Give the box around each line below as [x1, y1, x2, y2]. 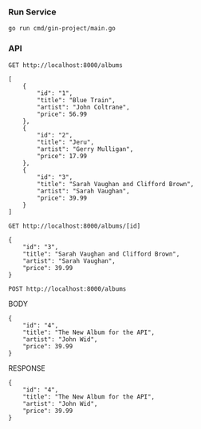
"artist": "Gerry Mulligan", [37, 145, 134, 153]
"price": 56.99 [37, 110, 88, 118]
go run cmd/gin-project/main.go [8, 25, 116, 33]
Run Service [8, 6, 57, 18]
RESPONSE [8, 363, 45, 373]
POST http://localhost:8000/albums [8, 284, 127, 293]
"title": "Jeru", [37, 138, 94, 146]
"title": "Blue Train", [37, 96, 116, 104]
